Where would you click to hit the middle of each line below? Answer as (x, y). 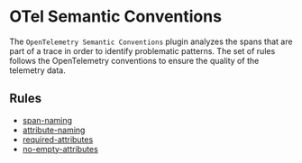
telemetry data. (37, 70)
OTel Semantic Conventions (116, 17)
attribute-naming (54, 130)
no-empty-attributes (60, 149)
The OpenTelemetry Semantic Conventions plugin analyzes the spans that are (151, 41)
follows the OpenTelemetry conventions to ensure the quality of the (134, 60)
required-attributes (58, 139)
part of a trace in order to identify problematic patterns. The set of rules (142, 50)
